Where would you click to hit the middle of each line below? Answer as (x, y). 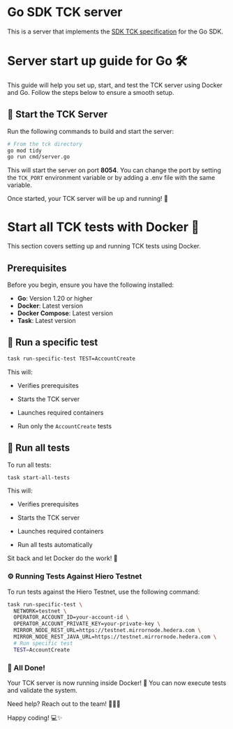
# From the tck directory (45, 144)
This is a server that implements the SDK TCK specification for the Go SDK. (115, 31)
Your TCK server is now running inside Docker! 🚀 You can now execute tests (117, 683)
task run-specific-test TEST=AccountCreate (72, 359)
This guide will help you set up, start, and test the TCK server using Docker (115, 85)
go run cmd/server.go (39, 157)
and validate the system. (43, 691)
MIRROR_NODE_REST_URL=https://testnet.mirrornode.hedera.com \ (107, 631)
